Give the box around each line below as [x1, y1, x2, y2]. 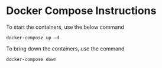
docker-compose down [6, 56, 57, 62]
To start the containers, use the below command [6, 23, 124, 30]
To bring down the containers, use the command [6, 45, 125, 52]
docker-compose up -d [6, 35, 60, 40]
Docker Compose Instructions [6, 4, 157, 18]
